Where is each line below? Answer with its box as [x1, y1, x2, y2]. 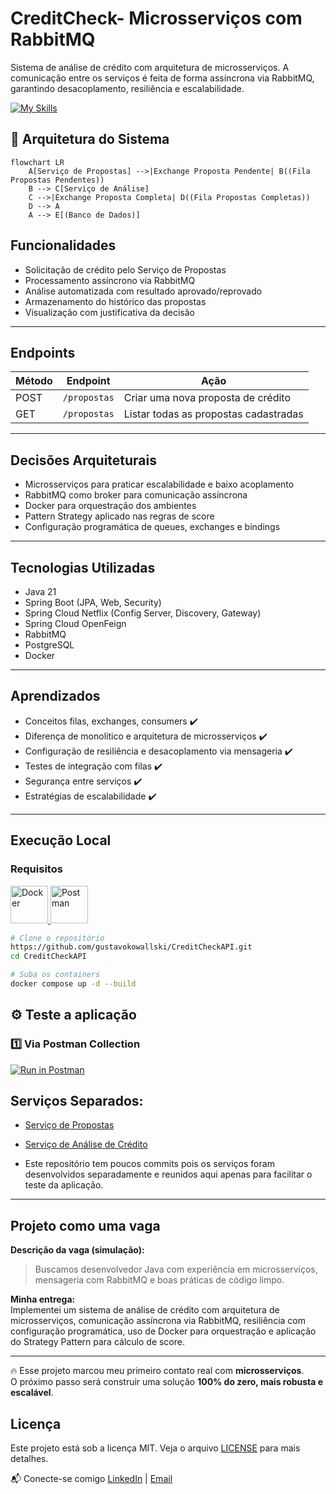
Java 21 [24, 586, 57, 597]
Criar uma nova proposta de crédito [123, 391, 292, 405]
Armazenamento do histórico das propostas [24, 295, 207, 307]
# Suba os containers [10, 970, 101, 980]
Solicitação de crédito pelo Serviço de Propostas [24, 263, 227, 276]
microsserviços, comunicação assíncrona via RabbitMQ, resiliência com [10, 1315, 306, 1327]
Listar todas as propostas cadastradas [123, 407, 304, 421]
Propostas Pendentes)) [10, 175, 105, 185]
